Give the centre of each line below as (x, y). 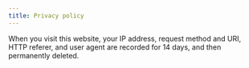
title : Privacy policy (46, 16)
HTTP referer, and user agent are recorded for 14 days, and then (115, 47)
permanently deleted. (44, 55)
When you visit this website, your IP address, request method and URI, (125, 38)
